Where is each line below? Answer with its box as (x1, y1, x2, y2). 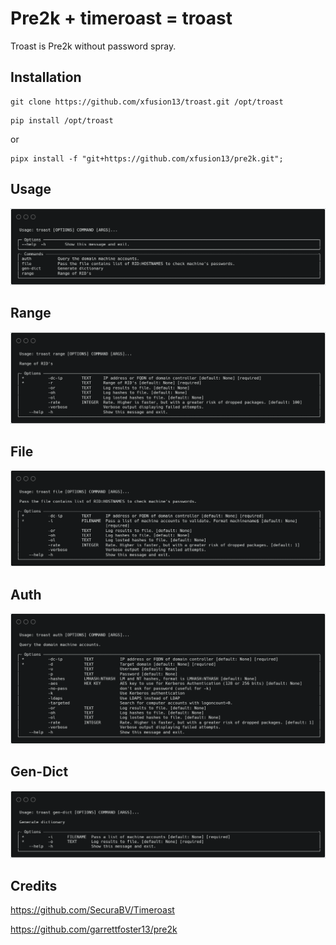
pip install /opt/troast (10, 115, 114, 126)
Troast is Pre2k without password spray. (10, 40, 177, 52)
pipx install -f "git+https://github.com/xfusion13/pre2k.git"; (10, 153, 284, 164)
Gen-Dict (10, 763, 69, 781)
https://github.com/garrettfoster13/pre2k (10, 923, 178, 936)
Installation (10, 69, 82, 86)
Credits (10, 877, 58, 894)
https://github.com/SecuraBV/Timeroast (10, 904, 175, 916)
